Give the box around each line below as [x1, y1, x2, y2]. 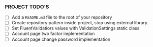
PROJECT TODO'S [4, 3, 50, 10]
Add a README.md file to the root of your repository [11, 15, 112, 20]
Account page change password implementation [11, 36, 111, 42]
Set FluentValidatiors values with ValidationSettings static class [11, 25, 140, 31]
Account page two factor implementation [11, 31, 95, 37]
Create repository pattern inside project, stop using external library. [11, 20, 149, 26]
